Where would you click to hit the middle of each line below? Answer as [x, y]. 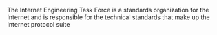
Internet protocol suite [39, 24]
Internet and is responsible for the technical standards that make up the [108, 17]
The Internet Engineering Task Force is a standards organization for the [108, 10]
